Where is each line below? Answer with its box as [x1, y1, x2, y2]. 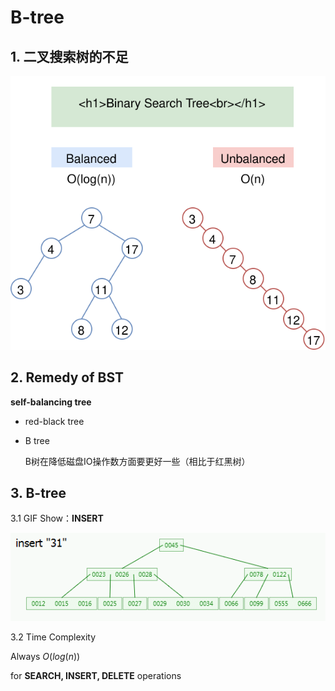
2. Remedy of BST [10, 369, 125, 386]
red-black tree [24, 415, 85, 427]
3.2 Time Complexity [10, 631, 97, 643]
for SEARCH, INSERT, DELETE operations [10, 669, 182, 681]
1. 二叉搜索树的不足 [10, 48, 129, 65]
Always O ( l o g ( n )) [10, 650, 81, 662]
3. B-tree [10, 484, 67, 501]
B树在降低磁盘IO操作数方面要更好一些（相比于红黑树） [24, 455, 251, 467]
